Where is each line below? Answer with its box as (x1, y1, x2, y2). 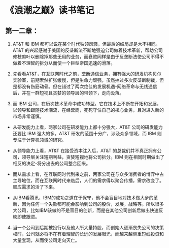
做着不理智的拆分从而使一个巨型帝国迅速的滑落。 (12, 60, 115, 66)
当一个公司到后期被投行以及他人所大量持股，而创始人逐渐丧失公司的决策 (12, 225, 164, 230)
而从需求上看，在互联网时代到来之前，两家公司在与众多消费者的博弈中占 (12, 171, 164, 177)
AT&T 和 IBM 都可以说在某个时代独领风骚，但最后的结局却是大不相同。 (12, 41, 160, 47)
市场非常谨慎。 (12, 113, 44, 119)
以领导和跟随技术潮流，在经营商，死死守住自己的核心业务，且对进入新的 (12, 107, 164, 113)
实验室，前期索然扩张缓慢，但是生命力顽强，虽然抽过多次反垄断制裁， (12, 77, 160, 83)
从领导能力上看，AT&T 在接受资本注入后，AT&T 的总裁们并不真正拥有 (12, 148, 157, 153)
